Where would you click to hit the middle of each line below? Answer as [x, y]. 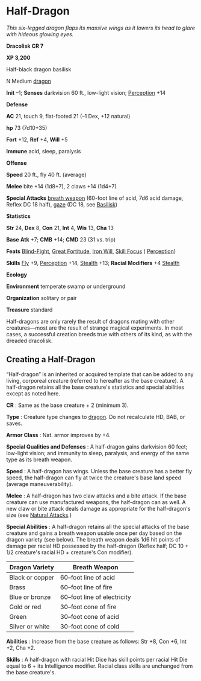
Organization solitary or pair [42, 298]
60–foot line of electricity [95, 597]
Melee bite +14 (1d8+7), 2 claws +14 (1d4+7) [62, 186]
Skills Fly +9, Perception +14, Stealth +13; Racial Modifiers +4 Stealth [93, 263]
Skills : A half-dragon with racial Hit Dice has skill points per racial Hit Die [97, 659]
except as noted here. [33, 393]
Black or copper [32, 577]
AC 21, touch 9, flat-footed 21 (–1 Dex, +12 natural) [68, 116]
